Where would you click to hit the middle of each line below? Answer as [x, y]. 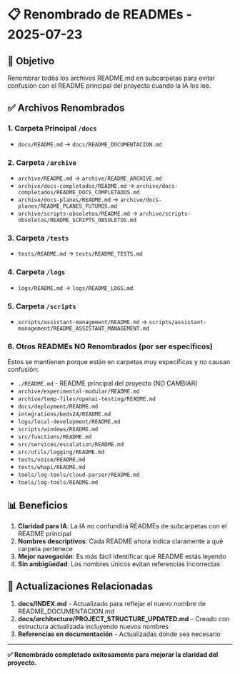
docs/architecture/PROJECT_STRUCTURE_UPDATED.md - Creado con [124, 618]
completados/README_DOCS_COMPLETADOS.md [79, 192]
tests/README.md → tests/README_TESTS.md [80, 253]
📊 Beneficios [37, 505]
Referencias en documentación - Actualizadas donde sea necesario [119, 634]
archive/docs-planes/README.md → [68, 199]
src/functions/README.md [55, 437]
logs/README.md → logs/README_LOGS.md [75, 288]
